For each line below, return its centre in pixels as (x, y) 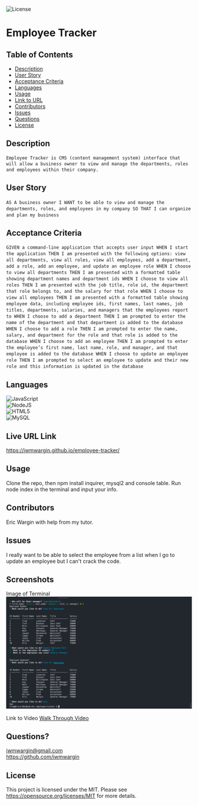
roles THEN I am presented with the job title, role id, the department (97, 285)
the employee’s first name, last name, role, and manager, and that (92, 348)
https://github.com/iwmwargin (43, 757)
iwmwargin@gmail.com (34, 751)
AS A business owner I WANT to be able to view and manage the (85, 202)
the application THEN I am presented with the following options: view (96, 254)
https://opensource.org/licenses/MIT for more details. (71, 796)
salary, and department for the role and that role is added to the (92, 335)
